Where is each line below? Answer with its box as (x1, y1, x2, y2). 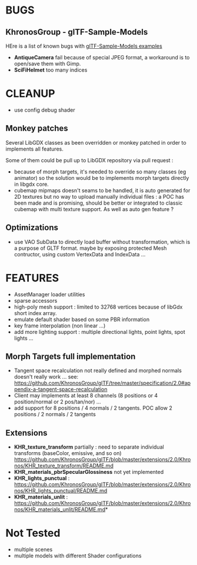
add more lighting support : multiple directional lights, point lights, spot (14, 328, 186, 335)
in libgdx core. (14, 180, 49, 188)
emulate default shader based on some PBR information (14, 316, 150, 323)
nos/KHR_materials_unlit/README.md (14, 506, 106, 513)
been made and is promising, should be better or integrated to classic (14, 199, 183, 206)
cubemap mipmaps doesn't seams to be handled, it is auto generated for (14, 186, 191, 194)
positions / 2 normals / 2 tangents (14, 411, 96, 418)
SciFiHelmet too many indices (14, 66, 88, 73)
